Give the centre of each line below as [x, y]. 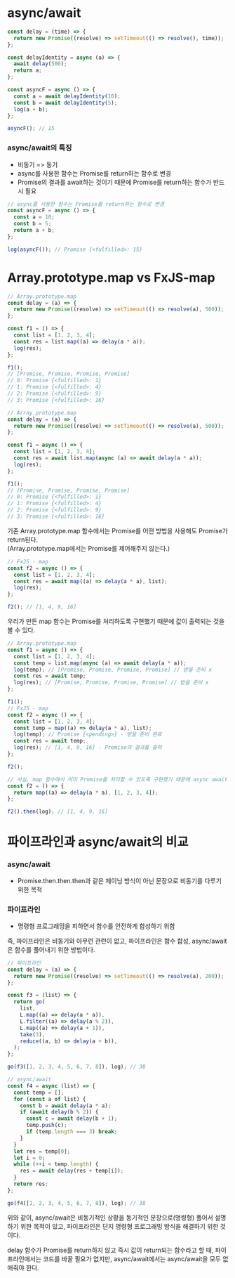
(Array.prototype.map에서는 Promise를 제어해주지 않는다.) [89, 548]
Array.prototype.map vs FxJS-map [111, 277]
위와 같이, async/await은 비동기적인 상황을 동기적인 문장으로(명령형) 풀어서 [110, 1218]
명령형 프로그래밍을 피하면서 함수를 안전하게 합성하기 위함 [96, 926]
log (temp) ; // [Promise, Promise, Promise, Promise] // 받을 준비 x [113, 670]
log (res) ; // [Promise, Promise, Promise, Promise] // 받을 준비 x [111, 683]
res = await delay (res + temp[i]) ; [72, 1171]
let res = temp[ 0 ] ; [42, 1151]
